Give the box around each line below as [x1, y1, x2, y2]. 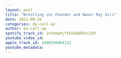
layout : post [5, 7, 33, 13]
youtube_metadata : [5, 45, 44, 50]
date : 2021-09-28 [5, 17, 42, 22]
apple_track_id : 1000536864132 [5, 40, 71, 45]
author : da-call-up [5, 26, 47, 31]
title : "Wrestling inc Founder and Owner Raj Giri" [5, 12, 116, 17]
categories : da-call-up [5, 21, 56, 27]
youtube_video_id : [5, 36, 44, 41]
